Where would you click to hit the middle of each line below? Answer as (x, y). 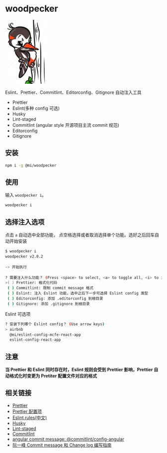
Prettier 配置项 (27, 411)
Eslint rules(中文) (30, 418)
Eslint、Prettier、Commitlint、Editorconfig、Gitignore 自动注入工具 (73, 92)
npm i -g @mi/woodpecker (31, 165)
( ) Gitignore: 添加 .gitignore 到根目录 (48, 304)
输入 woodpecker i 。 (26, 195)
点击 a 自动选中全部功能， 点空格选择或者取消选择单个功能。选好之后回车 (80, 235)
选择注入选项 (25, 222)
